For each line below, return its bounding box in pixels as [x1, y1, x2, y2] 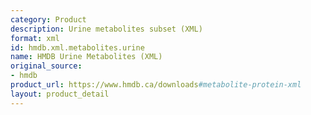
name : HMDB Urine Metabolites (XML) [10, 52, 163, 62]
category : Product [10, 14, 87, 25]
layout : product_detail [10, 89, 110, 99]
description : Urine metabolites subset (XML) [10, 24, 203, 34]
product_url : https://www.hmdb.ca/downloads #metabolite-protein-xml [10, 80, 302, 90]
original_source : [10, 61, 83, 71]
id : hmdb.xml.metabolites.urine [10, 42, 145, 53]
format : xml [10, 33, 60, 43]
